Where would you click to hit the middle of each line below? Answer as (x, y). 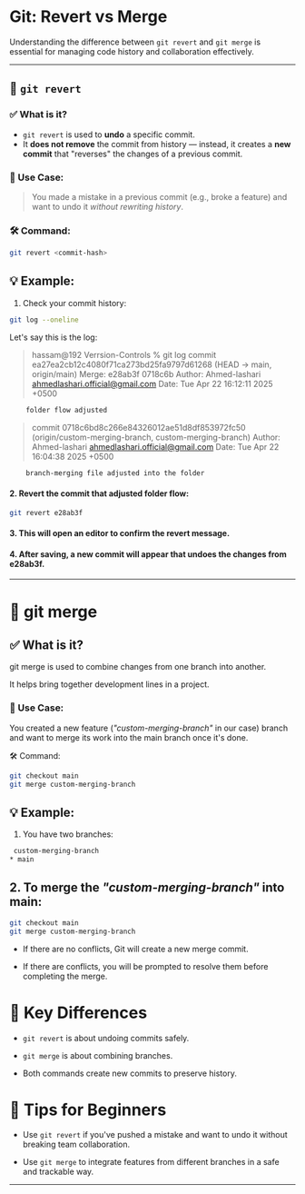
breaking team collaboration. (76, 1144)
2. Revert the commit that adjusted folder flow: (99, 493)
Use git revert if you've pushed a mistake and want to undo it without (155, 1135)
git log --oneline (44, 320)
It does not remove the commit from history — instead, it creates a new (157, 144)
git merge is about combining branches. (98, 1055)
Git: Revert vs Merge (89, 17)
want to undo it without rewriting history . (108, 206)
